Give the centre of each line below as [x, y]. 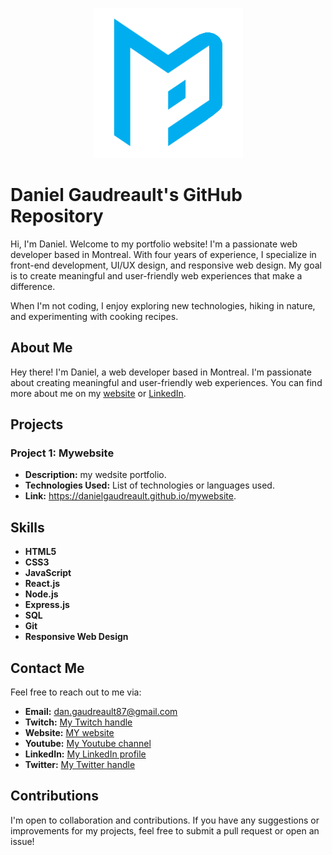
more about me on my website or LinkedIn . [98, 393]
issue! [22, 841]
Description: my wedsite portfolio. [95, 475]
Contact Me [47, 668]
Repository [57, 216]
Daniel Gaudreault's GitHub [126, 195]
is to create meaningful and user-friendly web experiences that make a [156, 275]
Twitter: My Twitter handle [80, 765]
